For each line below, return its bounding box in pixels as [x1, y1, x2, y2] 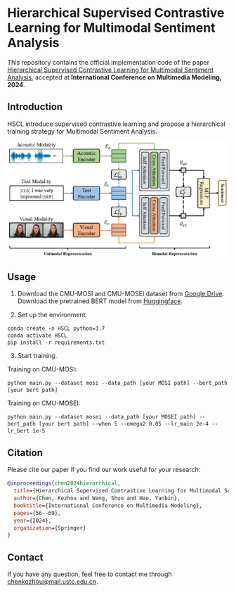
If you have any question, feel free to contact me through [7, 570, 172, 578]
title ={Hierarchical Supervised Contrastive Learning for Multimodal [13, 487, 221, 495]
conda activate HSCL [7, 332, 68, 339]
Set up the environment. [17, 311, 88, 319]
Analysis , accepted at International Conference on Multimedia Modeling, [7, 72, 222, 82]
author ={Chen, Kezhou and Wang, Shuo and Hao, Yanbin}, [13, 495, 181, 502]
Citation [7, 447, 44, 459]
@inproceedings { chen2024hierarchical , [7, 480, 121, 487]
